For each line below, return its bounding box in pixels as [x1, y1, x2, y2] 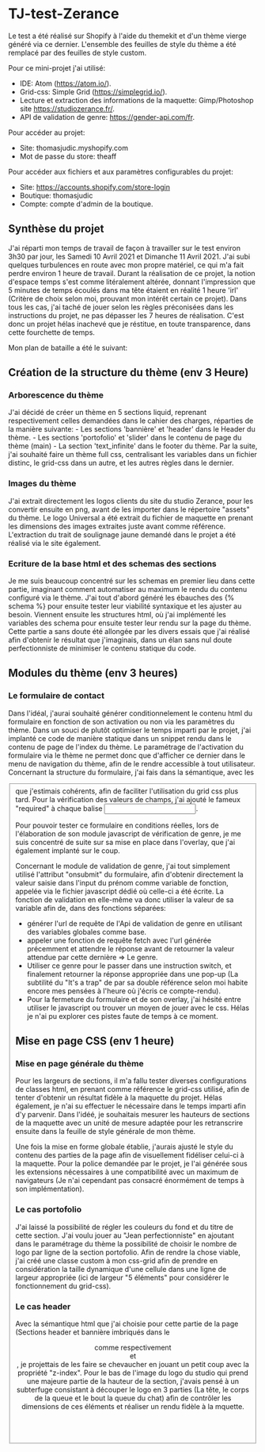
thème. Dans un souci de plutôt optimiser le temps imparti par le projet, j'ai [8, 725, 252, 735]
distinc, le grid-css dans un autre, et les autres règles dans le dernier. [8, 458, 235, 468]
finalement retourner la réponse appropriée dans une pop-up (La [27, 969, 239, 978]
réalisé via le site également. [8, 538, 101, 547]
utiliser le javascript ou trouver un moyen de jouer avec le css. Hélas [27, 1003, 250, 1012]
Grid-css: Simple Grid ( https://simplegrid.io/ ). [19, 86, 168, 96]
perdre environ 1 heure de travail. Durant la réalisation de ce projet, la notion [8, 268, 256, 278]
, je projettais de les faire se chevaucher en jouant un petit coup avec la [17, 1359, 249, 1369]
